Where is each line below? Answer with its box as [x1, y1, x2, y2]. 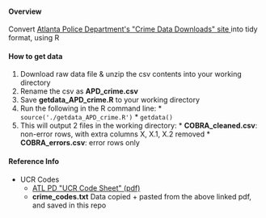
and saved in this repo [32, 200, 107, 210]
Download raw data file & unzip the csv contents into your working [19, 69, 243, 79]
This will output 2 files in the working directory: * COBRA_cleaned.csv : [19, 121, 258, 131]
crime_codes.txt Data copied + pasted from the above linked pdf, [32, 191, 252, 201]
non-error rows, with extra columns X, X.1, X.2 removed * [19, 129, 210, 139]
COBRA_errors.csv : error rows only [19, 138, 140, 148]
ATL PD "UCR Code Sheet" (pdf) [32, 182, 141, 193]
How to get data [8, 51, 63, 61]
